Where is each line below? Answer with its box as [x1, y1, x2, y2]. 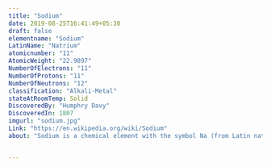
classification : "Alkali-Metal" [8, 86, 117, 95]
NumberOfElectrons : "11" [8, 65, 92, 73]
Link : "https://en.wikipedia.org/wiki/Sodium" [8, 124, 168, 132]
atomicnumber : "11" [8, 49, 74, 57]
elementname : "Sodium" [8, 34, 85, 43]
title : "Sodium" [8, 11, 63, 20]
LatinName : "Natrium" [8, 42, 81, 50]
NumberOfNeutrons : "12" [8, 79, 89, 87]
